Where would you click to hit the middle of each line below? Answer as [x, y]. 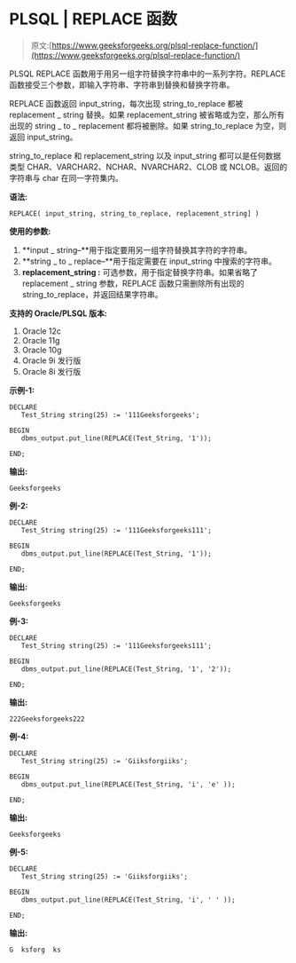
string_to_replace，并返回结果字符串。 [92, 294]
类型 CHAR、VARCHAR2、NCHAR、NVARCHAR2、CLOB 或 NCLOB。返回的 [148, 167]
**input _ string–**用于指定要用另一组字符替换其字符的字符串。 [137, 249]
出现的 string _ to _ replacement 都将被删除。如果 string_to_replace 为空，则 [148, 125]
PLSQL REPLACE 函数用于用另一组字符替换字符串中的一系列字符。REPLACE [148, 74]
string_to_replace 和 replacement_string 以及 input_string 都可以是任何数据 [145, 155]
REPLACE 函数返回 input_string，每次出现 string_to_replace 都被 [126, 103]
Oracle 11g [41, 340]
